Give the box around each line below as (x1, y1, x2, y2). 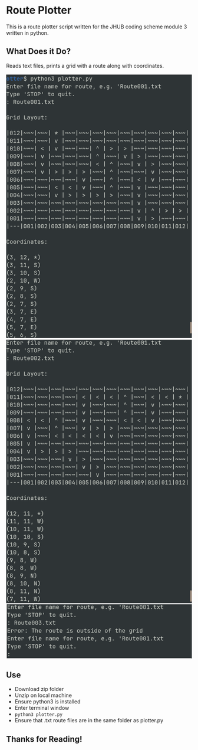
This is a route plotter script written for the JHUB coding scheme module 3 (6, 23, 187, 30)
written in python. (6, 29, 49, 36)
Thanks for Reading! (6, 734, 82, 744)
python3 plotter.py (14, 712, 63, 718)
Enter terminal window (14, 705, 70, 712)
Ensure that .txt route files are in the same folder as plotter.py (14, 717, 164, 724)
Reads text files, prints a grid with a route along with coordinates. (6, 62, 164, 69)
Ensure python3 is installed (14, 698, 81, 705)
